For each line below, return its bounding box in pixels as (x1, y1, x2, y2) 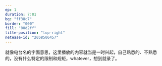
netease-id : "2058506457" (5, 35, 58, 40)
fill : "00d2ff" (5, 26, 37, 31)
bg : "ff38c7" (5, 16, 32, 21)
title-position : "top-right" (5, 30, 65, 35)
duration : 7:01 (5, 12, 37, 17)
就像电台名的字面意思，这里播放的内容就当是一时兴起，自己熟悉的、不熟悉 (5, 49, 157, 55)
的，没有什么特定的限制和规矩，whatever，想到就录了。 (5, 55, 120, 61)
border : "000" (5, 21, 35, 26)
